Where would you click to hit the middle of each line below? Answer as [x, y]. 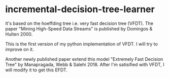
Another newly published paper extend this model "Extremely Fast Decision [84, 59]
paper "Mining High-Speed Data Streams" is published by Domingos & [79, 28]
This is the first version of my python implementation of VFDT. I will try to [82, 44]
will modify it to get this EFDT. [36, 70]
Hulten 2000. [19, 34]
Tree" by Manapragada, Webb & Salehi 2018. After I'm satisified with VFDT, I [85, 64]
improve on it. [20, 49]
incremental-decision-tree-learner [80, 9]
